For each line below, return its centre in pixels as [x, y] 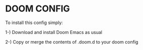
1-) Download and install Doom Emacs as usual [54, 32]
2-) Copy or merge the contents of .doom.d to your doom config [72, 42]
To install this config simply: [34, 22]
